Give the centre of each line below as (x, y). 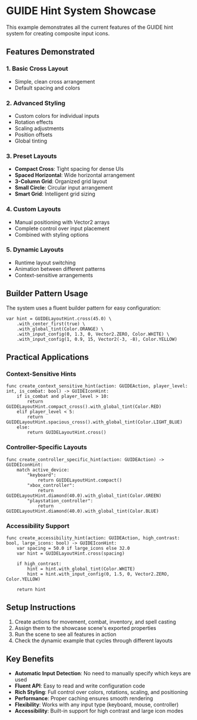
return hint (31, 589)
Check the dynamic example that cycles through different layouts (94, 641)
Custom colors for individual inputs (57, 115)
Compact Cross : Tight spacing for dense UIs (69, 169)
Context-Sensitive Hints (41, 374)
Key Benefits (30, 659)
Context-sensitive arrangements (54, 275)
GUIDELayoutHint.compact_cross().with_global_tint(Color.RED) (84, 407)
